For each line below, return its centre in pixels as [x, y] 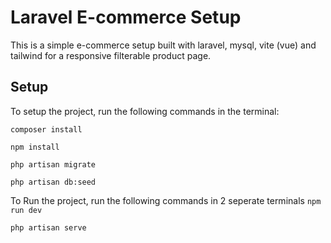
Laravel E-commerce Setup [126, 17]
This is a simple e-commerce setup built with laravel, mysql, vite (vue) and [163, 45]
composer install [46, 129]
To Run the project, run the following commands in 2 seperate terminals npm [166, 200]
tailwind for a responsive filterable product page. [111, 55]
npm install [35, 147]
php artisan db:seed [53, 182]
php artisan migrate [53, 164]
